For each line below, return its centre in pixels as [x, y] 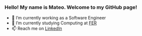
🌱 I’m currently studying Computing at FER [54, 23]
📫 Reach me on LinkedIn [37, 29]
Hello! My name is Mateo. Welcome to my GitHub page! [71, 7]
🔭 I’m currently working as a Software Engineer [59, 18]
